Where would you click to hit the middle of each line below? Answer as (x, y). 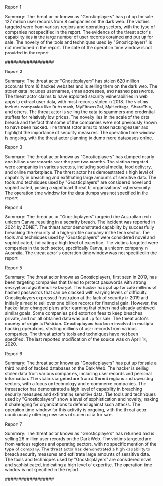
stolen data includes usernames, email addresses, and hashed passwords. (80, 91)
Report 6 (14, 354)
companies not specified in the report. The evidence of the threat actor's (78, 32)
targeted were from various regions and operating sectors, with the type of (80, 27)
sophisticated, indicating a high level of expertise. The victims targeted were (81, 243)
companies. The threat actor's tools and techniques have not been (72, 334)
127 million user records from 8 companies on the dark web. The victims (77, 22)
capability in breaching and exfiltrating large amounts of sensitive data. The (81, 177)
